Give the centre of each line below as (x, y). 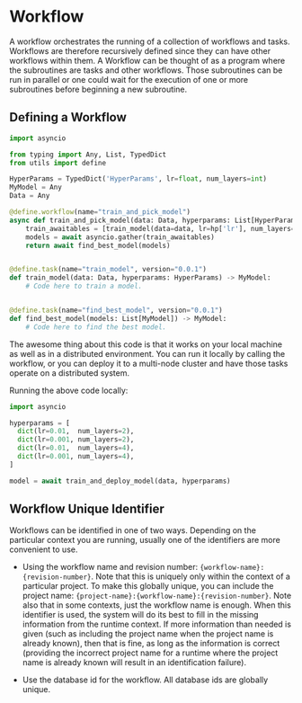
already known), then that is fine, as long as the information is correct (151, 644)
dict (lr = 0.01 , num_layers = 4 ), (76, 448)
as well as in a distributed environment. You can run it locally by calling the (147, 353)
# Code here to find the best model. (96, 327)
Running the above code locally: (69, 390)
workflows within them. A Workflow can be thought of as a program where (147, 60)
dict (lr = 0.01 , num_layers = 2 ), (76, 432)
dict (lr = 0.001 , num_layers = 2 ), (76, 440)
